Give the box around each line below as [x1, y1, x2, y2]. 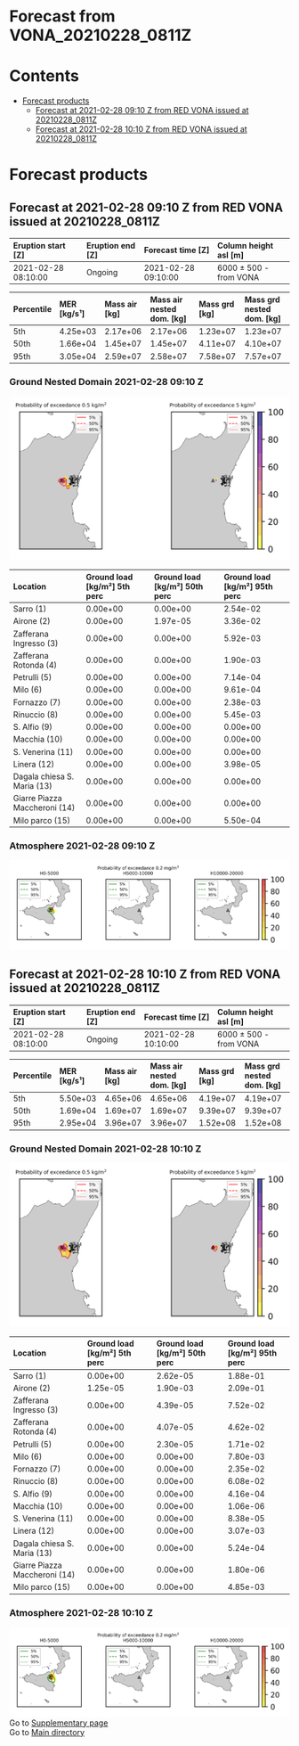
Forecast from [9, 6, 116, 27]
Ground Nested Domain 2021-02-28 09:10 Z [9, 376, 204, 389]
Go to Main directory [9, 1726, 85, 1737]
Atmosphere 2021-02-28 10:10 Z [9, 1606, 154, 1619]
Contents [9, 66, 80, 86]
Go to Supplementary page [9, 1717, 109, 1728]
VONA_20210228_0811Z [9, 25, 192, 45]
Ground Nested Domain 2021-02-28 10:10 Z [9, 1143, 202, 1155]
